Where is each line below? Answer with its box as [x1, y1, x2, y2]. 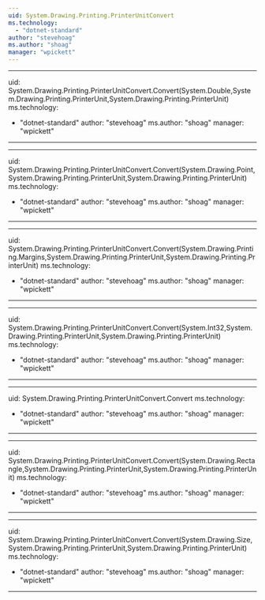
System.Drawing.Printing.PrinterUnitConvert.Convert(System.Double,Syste [8, 86, 252, 95]
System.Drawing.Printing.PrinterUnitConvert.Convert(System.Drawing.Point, [8, 165, 256, 174]
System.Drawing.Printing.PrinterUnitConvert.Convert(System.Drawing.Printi [8, 244, 254, 253]
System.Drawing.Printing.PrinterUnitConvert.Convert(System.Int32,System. [8, 323, 253, 332]
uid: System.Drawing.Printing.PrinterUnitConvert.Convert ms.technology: [8, 394, 245, 403]
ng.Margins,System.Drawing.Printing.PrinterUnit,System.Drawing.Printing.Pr [8, 252, 256, 262]
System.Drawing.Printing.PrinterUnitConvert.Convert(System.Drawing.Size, [8, 535, 253, 544]
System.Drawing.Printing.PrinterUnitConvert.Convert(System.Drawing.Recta [8, 456, 256, 465]
